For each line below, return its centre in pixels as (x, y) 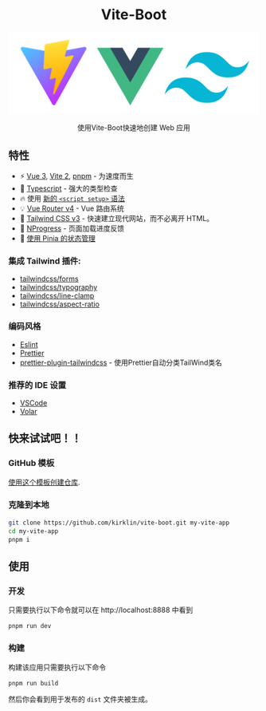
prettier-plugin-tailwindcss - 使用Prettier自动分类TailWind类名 (121, 362)
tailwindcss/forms (49, 279)
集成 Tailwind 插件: (45, 261)
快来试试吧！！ (45, 438)
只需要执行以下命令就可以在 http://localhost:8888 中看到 (101, 610)
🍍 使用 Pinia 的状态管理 (57, 239)
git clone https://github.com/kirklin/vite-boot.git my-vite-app (119, 523)
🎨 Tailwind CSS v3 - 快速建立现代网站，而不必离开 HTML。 (117, 219)
